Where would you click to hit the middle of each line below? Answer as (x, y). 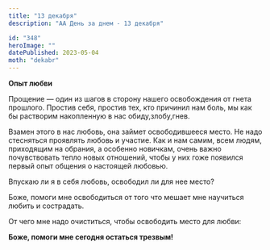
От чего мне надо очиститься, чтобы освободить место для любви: (125, 221)
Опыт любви (31, 83)
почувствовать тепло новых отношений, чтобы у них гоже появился (126, 157)
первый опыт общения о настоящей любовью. (88, 166)
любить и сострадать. (46, 206)
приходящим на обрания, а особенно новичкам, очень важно (115, 149)
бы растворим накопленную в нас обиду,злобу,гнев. (99, 116)
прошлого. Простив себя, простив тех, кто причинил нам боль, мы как (130, 107)
